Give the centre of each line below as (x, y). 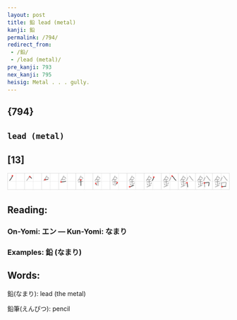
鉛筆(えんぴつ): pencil (39, 309)
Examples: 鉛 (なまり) (45, 252)
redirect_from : (30, 45)
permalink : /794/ (33, 38)
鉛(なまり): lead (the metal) (47, 293)
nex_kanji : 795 (30, 74)
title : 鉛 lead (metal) (42, 22)
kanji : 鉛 (21, 30)
